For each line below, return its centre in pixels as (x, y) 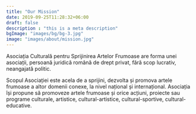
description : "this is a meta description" (62, 28)
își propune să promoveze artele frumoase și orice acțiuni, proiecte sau (93, 93)
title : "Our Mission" (33, 12)
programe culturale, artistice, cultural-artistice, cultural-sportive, (85, 99)
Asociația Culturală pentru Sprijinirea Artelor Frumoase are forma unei (91, 56)
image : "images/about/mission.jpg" (50, 39)
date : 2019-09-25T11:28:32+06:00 (48, 17)
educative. (19, 105)
